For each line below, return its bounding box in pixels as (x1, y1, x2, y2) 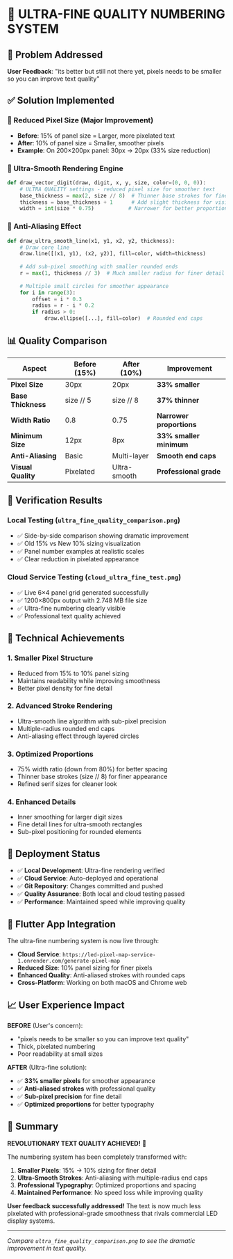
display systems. (7, 1217, 55, 1225)
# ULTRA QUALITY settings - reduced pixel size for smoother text (19, 186, 216, 193)
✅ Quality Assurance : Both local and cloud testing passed (17, 890, 185, 898)
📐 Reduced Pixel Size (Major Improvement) (7, 115, 154, 125)
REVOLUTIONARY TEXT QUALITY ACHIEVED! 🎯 (7, 1139, 147, 1147)
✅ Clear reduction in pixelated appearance (17, 554, 139, 563)
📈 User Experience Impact (7, 1000, 125, 1011)
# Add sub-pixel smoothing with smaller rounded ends (19, 264, 178, 271)
